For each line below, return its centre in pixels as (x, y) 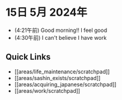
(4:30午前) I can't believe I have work (60, 37)
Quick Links (28, 57)
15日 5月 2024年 (47, 12)
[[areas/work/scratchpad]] (47, 90)
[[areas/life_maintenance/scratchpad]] (62, 71)
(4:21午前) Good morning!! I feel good (61, 30)
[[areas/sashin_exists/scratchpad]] (57, 78)
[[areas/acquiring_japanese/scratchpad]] (65, 84)
